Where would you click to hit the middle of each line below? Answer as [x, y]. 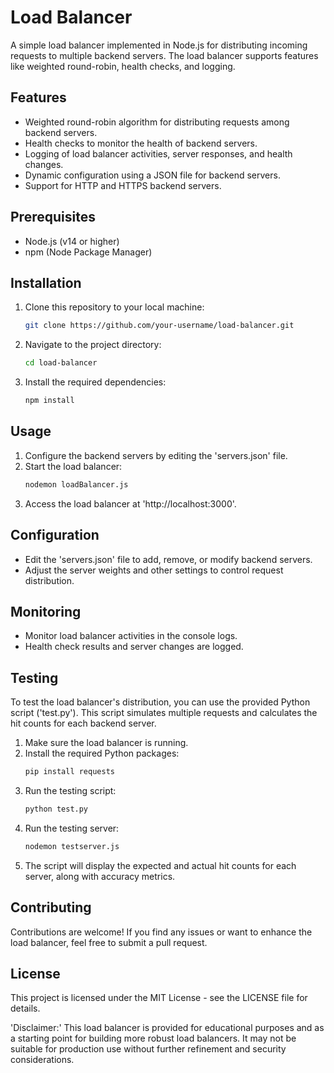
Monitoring [46, 611]
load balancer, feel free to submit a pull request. [109, 942]
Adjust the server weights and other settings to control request [154, 570]
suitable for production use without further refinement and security [148, 1049]
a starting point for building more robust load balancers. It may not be [153, 1038]
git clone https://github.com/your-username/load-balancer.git [159, 326]
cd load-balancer [61, 363]
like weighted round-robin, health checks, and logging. [123, 66]
